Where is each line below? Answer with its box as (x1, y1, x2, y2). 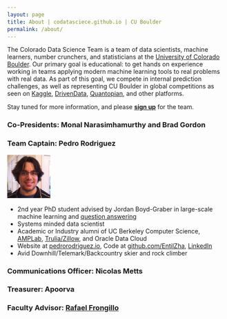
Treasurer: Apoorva (7, 284, 75, 294)
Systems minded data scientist (17, 220, 105, 228)
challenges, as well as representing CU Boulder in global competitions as (7, 82, 215, 90)
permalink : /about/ (7, 26, 63, 32)
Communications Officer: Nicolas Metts (7, 266, 144, 275)
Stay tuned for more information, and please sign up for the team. (7, 103, 195, 111)
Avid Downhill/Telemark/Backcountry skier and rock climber (17, 249, 188, 257)
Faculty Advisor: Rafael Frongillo (7, 303, 119, 313)
